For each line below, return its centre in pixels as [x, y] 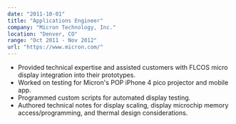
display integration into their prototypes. [76, 75]
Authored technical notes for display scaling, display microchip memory [123, 105]
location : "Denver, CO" [43, 34]
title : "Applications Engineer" [55, 21]
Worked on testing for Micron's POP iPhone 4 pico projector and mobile [123, 82]
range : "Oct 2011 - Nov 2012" [52, 41]
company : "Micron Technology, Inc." [62, 27]
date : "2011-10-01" [36, 14]
